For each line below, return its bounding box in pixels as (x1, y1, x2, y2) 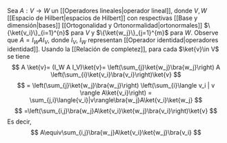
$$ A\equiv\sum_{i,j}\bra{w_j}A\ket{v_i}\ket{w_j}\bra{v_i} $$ (30, 128, 201, 136)
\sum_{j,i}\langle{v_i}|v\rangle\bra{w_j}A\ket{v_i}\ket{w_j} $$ (29, 95, 203, 104)
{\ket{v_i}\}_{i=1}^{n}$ (7, 28, 70, 37)
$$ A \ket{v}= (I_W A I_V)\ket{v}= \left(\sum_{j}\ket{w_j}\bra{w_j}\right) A (11, 63, 221, 71)
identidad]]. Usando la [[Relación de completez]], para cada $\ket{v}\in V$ (7, 45, 219, 53)
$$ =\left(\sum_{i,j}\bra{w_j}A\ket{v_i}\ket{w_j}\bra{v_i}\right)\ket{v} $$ (14, 106, 217, 115)
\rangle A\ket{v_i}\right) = (79, 88, 152, 97)
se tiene (7, 52, 30, 60)
